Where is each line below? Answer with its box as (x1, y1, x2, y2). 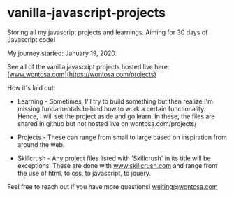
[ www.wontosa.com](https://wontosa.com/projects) (7, 70, 157, 78)
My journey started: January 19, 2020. (7, 49, 117, 57)
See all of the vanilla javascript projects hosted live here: (7, 62, 170, 71)
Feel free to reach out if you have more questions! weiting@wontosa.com (7, 182, 218, 190)
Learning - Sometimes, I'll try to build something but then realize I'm (17, 97, 213, 106)
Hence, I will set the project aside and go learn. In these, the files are (17, 112, 215, 120)
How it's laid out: (7, 83, 56, 92)
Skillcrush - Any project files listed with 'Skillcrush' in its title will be (17, 154, 211, 162)
